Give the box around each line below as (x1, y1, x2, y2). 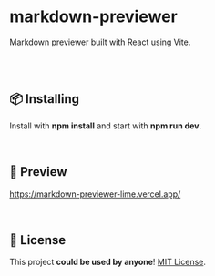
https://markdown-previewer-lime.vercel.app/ (9, 189, 181, 199)
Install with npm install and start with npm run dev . (9, 120, 202, 131)
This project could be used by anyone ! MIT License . (9, 257, 207, 268)
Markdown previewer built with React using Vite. (9, 36, 191, 47)
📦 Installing (9, 91, 80, 107)
